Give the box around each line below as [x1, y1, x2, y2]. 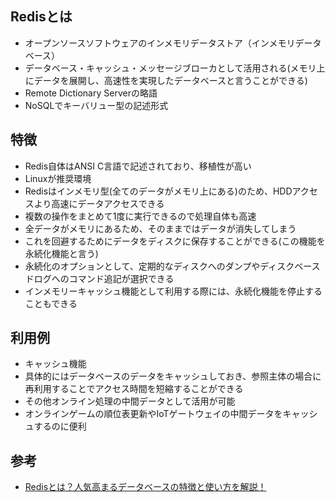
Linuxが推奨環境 [24, 172, 92, 184]
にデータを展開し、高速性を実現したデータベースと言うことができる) [24, 74, 308, 86]
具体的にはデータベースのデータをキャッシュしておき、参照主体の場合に [24, 370, 322, 382]
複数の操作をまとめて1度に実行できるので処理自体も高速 [24, 210, 257, 222]
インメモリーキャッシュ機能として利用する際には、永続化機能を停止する [24, 285, 323, 297]
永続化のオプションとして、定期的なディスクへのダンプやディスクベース [24, 260, 321, 272]
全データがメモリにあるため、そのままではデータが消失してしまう [24, 222, 297, 234]
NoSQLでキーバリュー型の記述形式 [24, 99, 169, 111]
